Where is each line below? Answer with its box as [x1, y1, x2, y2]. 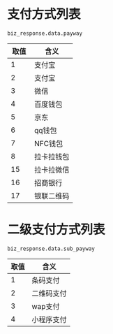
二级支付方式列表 [7, 222, 106, 238]
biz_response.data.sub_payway [7, 245, 96, 252]
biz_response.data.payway [7, 29, 82, 37]
